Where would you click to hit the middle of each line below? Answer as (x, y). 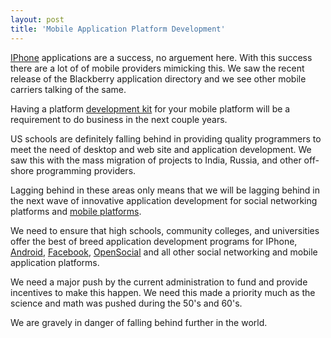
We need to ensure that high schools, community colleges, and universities (165, 230)
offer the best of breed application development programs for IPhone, (154, 241)
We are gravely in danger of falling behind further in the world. (139, 322)
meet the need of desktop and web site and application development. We (161, 149)
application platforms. (55, 262)
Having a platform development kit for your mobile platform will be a (150, 108)
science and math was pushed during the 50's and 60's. (126, 303)
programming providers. (86, 170)
